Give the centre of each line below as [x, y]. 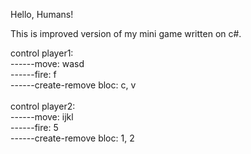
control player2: [43, 106]
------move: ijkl [42, 117]
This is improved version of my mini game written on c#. [126, 33]
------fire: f [33, 74]
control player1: [42, 53]
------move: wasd [47, 63]
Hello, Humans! [42, 14]
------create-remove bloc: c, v [73, 85]
